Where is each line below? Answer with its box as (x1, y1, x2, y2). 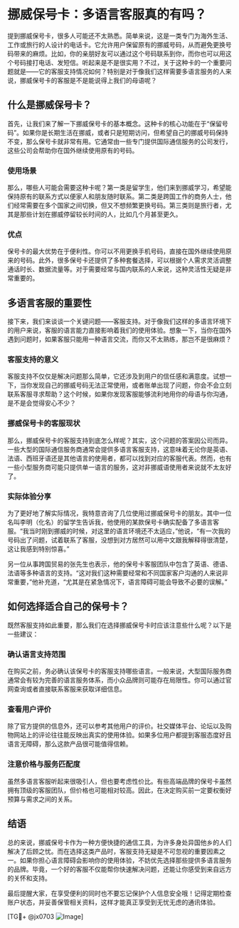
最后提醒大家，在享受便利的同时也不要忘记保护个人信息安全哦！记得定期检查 (7, 889, 232, 897)
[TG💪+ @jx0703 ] (7, 912, 84, 921)
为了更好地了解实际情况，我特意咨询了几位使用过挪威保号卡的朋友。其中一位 (7, 509, 232, 518)
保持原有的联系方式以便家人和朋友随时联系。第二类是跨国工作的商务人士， (7, 192, 225, 201)
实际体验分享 (7, 491, 52, 501)
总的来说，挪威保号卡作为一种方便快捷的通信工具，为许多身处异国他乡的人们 (7, 838, 232, 847)
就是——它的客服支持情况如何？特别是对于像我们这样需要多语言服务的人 (13, 67, 225, 76)
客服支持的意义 (7, 355, 59, 365)
